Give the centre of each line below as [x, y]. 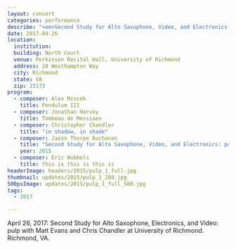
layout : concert [31, 14]
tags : [15, 191]
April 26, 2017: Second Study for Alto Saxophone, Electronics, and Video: [113, 223]
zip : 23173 [29, 86]
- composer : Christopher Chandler [64, 125]
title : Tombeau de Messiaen [61, 118]
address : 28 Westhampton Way [56, 66]
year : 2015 [36, 151]
